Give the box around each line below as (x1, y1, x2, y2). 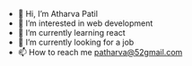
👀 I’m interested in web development (17, 18, 153, 29)
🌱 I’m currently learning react (17, 28, 126, 37)
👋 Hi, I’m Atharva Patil (17, 9, 99, 19)
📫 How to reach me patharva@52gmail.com (17, 47, 183, 57)
